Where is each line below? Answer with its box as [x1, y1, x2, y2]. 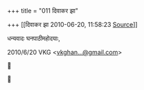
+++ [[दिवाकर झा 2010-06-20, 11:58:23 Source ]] [7, 21, 138, 28]
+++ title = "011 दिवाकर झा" [7, 7, 78, 15]
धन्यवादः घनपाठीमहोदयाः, [7, 35, 61, 42]
